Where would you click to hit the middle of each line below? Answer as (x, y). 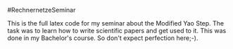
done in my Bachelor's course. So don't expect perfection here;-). (103, 38)
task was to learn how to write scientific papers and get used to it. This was (117, 31)
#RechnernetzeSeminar (42, 10)
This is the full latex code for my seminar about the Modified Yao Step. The (116, 23)
